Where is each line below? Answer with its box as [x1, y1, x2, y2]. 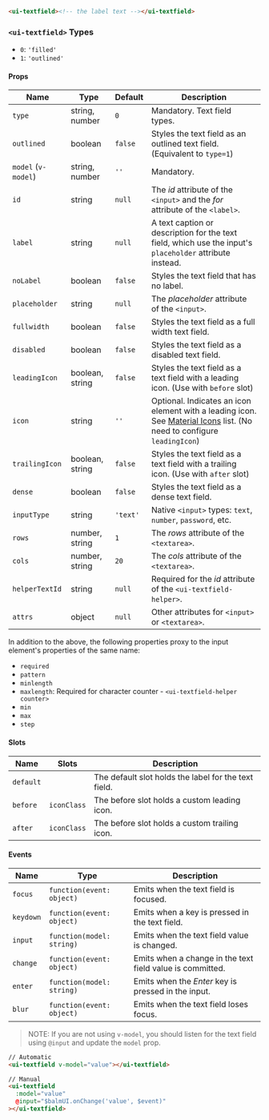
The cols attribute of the [151, 551, 242, 562]
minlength [19, 680, 54, 688]
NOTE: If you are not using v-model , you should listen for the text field [27, 1029, 257, 1038]
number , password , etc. [151, 515, 232, 526]
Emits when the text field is [133, 883, 235, 894]
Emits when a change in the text [133, 953, 254, 964]
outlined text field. [151, 138, 219, 150]
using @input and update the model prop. [27, 1038, 162, 1047]
